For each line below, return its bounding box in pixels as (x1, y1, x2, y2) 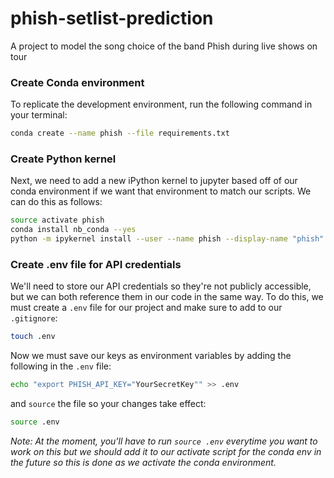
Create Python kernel (10, 152, 117, 166)
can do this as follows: (10, 196, 103, 208)
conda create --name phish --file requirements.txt (10, 128, 230, 139)
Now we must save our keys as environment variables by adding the (10, 350, 292, 362)
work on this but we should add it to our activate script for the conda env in (10, 445, 322, 457)
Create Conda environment (10, 75, 145, 89)
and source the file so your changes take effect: (10, 398, 207, 410)
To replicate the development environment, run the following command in (10, 98, 313, 111)
